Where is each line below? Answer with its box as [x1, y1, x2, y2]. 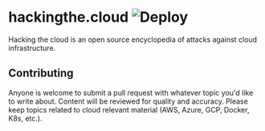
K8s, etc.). [8, 113, 43, 123]
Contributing [8, 67, 74, 80]
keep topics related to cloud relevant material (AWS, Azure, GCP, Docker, [8, 104, 250, 114]
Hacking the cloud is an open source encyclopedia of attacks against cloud [8, 35, 258, 44]
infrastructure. [8, 43, 56, 52]
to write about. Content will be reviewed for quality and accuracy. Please [8, 96, 249, 106]
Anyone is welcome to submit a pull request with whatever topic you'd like [8, 88, 254, 97]
